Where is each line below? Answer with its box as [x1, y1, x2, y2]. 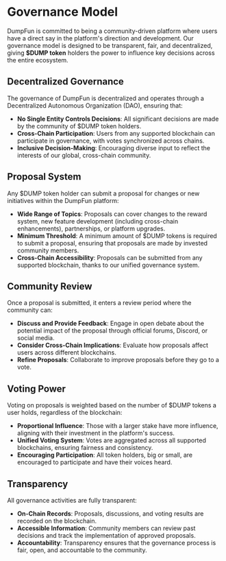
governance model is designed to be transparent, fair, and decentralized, [7, 41, 213, 49]
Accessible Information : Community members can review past [16, 524, 196, 532]
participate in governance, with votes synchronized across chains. [16, 136, 205, 145]
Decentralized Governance [7, 76, 125, 88]
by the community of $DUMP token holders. [16, 121, 142, 130]
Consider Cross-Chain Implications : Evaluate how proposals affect [16, 341, 209, 350]
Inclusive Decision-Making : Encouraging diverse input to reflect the [16, 143, 211, 152]
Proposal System [7, 171, 81, 182]
